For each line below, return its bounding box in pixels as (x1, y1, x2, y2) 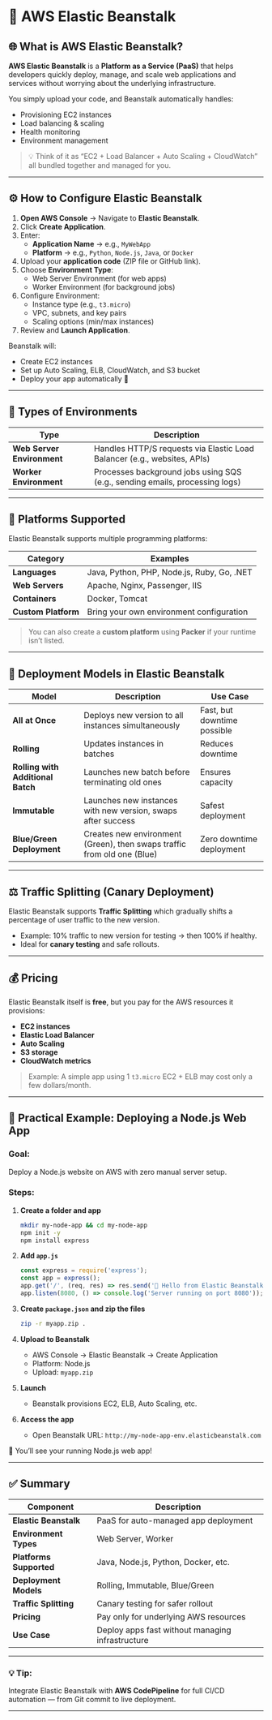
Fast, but (199, 705, 233, 716)
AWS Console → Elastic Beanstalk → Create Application (32, 1350, 219, 1360)
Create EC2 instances (19, 356, 93, 366)
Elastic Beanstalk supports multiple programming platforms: (8, 534, 208, 544)
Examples (150, 553, 189, 565)
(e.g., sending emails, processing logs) (94, 476, 241, 488)
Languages (12, 567, 57, 578)
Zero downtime (199, 833, 257, 845)
